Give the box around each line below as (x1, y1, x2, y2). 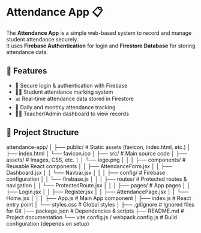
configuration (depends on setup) (6, 220, 89, 227)
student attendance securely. (6, 35, 79, 43)
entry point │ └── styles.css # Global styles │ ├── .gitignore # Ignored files (6, 201, 195, 208)
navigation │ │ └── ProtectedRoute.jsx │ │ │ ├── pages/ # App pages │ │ (6, 181, 191, 189)
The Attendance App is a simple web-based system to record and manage (6, 29, 192, 37)
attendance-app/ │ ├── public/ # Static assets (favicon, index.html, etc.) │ (6, 143, 191, 151)
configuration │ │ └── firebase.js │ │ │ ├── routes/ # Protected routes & (6, 175, 187, 183)
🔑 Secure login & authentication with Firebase (14, 82, 128, 89)
